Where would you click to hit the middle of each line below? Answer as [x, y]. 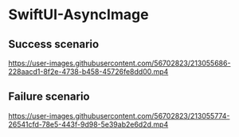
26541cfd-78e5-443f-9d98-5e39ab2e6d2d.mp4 [88, 124]
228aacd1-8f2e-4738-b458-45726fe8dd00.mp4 [88, 72]
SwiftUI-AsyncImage [78, 15]
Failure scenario [49, 97]
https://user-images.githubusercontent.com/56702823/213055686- [119, 63]
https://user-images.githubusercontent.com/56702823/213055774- [119, 115]
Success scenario [54, 44]
